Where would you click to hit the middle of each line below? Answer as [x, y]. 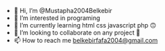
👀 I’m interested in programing [57, 18]
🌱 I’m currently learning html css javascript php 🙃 [85, 25]
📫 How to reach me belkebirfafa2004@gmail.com [86, 40]
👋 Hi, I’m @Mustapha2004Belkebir [63, 11]
